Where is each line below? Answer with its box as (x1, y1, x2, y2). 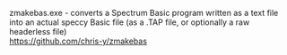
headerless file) (9, 27, 67, 36)
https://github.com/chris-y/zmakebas (9, 35, 148, 46)
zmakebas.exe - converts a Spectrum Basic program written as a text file (9, 8, 279, 18)
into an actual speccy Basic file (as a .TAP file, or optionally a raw (9, 17, 250, 27)
